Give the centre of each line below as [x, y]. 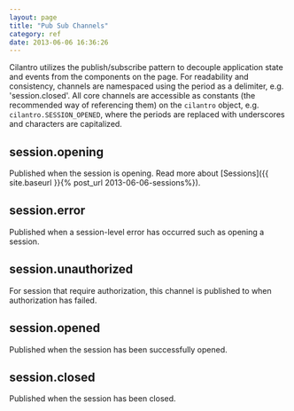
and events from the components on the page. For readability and [129, 77]
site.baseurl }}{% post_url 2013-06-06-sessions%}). [105, 183]
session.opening [57, 152]
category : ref [35, 34]
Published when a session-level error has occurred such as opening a [137, 232]
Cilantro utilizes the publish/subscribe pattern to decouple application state [146, 67]
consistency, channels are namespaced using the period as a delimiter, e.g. [147, 86]
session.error [47, 211]
